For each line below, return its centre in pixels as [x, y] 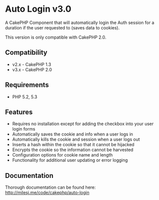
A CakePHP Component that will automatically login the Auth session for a [80, 22]
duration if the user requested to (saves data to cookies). [62, 27]
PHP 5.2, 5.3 [25, 97]
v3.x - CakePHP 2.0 [32, 69]
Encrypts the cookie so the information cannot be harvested [73, 150]
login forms [24, 129]
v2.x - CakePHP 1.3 [32, 64]
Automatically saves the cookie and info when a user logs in [73, 134]
